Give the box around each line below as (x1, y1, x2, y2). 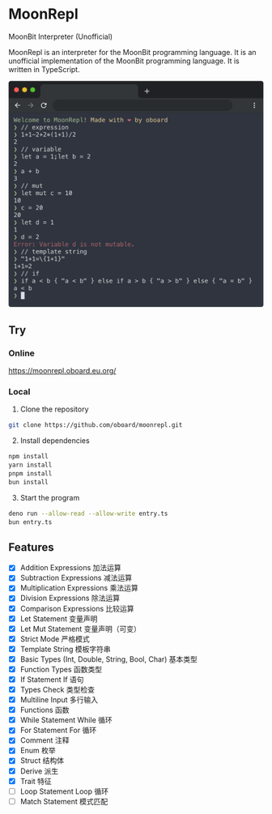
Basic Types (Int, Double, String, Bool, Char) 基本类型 (19, 654, 198, 664)
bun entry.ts (8, 518, 53, 526)
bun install (8, 478, 49, 486)
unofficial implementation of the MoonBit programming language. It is (8, 56, 240, 66)
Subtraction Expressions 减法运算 (19, 573, 132, 583)
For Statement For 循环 (19, 726, 97, 735)
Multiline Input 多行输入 (19, 695, 99, 705)
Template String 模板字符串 (19, 644, 111, 654)
